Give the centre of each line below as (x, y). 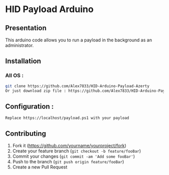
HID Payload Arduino (50, 9)
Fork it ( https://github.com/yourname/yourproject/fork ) (69, 146)
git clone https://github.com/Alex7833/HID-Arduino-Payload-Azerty (77, 86)
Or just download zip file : (36, 91)
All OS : (14, 76)
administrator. (20, 45)
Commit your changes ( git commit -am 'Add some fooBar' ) (74, 156)
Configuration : (29, 106)
